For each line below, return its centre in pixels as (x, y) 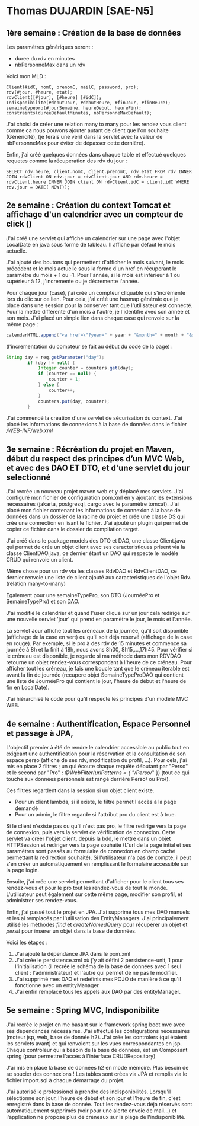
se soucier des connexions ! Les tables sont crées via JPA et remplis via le (97, 1074)
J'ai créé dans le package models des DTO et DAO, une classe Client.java (96, 541)
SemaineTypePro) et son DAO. (43, 602)
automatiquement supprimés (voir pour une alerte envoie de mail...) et (92, 1111)
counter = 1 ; (65, 379)
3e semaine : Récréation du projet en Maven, (90, 449)
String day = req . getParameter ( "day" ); (55, 357)
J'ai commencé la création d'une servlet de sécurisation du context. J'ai (94, 418)
